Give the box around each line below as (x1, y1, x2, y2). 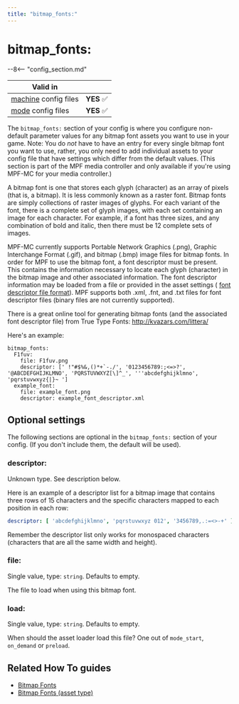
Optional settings (7, 413, 85, 426)
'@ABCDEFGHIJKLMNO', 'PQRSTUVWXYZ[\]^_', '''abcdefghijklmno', (7, 369, 199, 377)
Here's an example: (7, 331, 64, 339)
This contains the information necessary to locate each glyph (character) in (7, 265, 228, 273)
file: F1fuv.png (20, 357, 69, 364)
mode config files (11, 105, 70, 115)
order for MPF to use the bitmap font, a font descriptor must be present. (7, 258, 218, 266)
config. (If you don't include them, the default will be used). (7, 441, 181, 449)
